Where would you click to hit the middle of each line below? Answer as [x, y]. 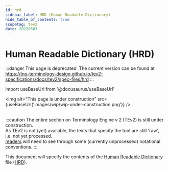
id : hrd [14, 10]
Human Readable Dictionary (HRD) [80, 54]
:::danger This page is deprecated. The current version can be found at [80, 68]
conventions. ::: [21, 147]
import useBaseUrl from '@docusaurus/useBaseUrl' [60, 89]
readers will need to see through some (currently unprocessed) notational [83, 141]
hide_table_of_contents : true [38, 19]
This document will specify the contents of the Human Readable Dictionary [84, 157]
